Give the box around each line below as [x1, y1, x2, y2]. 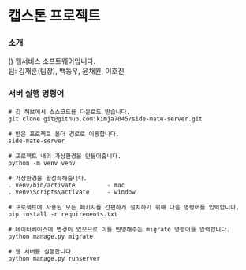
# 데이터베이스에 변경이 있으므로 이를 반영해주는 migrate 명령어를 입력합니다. [8, 225, 230, 233]
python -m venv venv [8, 159, 76, 167]
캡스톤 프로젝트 [8, 7, 101, 25]
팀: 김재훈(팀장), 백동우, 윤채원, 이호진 [8, 66, 125, 76]
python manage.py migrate [8, 232, 93, 240]
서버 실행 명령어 [8, 88, 65, 99]
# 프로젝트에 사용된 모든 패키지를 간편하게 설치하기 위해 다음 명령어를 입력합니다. [8, 203, 240, 211]
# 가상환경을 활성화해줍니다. [8, 174, 88, 182]
